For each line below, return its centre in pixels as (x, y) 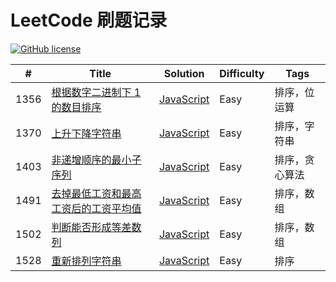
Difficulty (242, 73)
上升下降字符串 (86, 133)
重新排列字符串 (86, 261)
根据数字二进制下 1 (96, 92)
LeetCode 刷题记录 (89, 20)
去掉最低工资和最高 (96, 193)
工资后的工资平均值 (96, 208)
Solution (184, 73)
